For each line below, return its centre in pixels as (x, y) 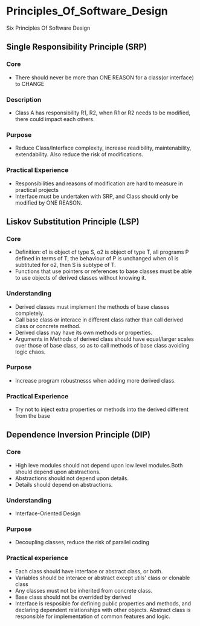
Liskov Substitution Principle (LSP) (73, 221)
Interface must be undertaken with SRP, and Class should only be (96, 196)
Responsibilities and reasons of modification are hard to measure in (99, 183)
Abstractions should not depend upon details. (72, 478)
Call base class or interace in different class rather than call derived (99, 320)
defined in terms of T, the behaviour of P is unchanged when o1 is (97, 259)
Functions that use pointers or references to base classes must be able (103, 271)
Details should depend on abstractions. (64, 484)
